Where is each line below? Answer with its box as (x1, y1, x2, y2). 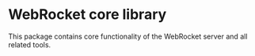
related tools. (8, 39, 51, 49)
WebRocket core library (8, 6, 167, 24)
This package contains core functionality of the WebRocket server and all (8, 32, 248, 41)
